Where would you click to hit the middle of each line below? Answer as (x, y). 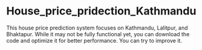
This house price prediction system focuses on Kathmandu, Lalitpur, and (97, 28)
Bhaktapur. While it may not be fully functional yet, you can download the (98, 34)
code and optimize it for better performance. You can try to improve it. (94, 40)
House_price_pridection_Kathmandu (101, 11)
